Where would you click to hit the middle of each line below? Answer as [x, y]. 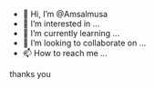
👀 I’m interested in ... [61, 24]
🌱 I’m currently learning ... [71, 33]
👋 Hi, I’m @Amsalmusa [65, 14]
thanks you [31, 74]
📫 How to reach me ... [65, 53]
